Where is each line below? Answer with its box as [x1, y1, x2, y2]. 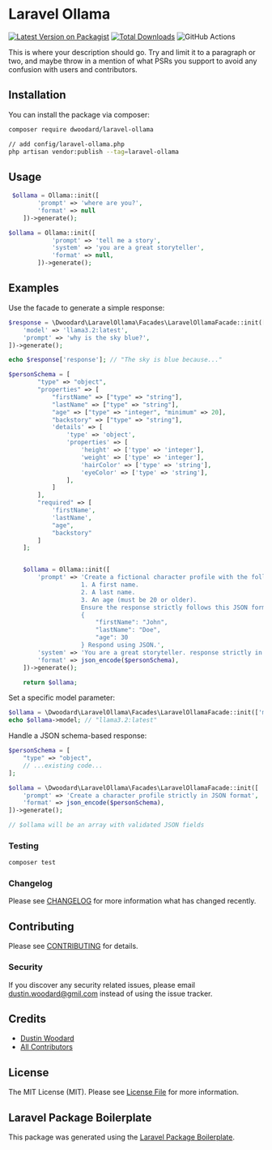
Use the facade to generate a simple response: [8, 303, 165, 312]
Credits [8, 1011, 47, 1026]
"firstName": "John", [95, 618, 168, 627]
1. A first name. [80, 581, 139, 589]
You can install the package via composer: [8, 109, 150, 119]
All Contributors [19, 1042, 73, 1052]
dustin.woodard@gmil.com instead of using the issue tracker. [8, 989, 213, 998]
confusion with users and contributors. [8, 64, 138, 74]
